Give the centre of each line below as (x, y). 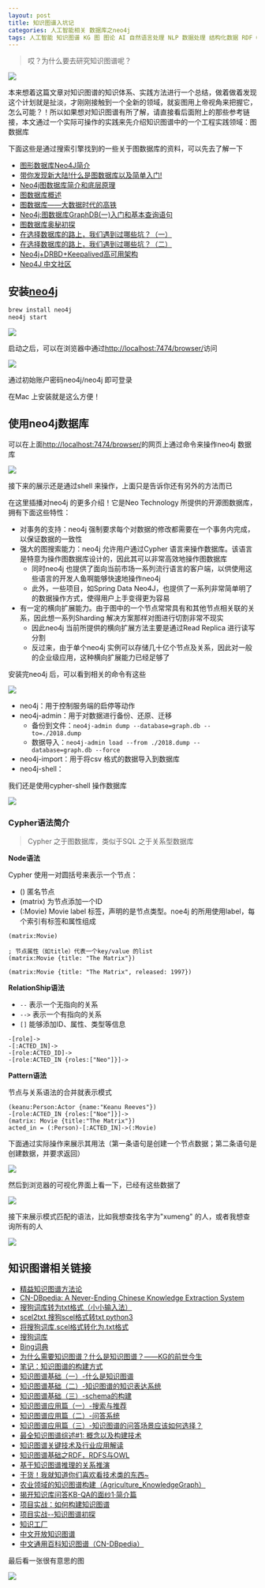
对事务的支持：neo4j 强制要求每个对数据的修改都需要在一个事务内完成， (137, 529)
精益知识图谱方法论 (51, 1289)
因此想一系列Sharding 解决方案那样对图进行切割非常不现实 (129, 618)
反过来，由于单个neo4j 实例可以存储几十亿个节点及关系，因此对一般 (142, 647)
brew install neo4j (40, 310)
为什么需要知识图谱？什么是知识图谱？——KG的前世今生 (111, 1356)
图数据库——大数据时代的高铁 (68, 205)
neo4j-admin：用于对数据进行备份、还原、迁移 (95, 716)
